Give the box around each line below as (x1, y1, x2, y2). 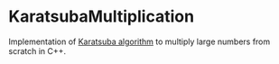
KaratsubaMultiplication (8, 6, 195, 27)
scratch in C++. (8, 45, 67, 56)
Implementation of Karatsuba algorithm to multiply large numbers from (8, 36, 271, 47)
